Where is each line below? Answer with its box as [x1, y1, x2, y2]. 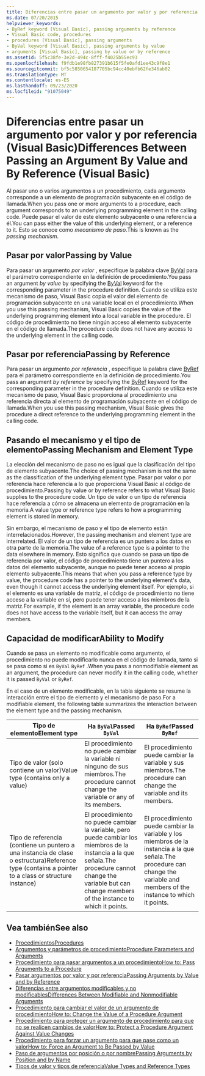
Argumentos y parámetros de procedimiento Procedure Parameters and [15, 945, 195, 953]
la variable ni [84, 754, 121, 763]
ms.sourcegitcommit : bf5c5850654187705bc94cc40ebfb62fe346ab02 [6, 65, 171, 72]
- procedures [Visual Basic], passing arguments [6, 37, 132, 43]
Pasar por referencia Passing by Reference [6, 349, 170, 359]
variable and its [144, 789, 188, 798]
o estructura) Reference [9, 857, 76, 865]
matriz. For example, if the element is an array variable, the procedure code [6, 603, 195, 610]
